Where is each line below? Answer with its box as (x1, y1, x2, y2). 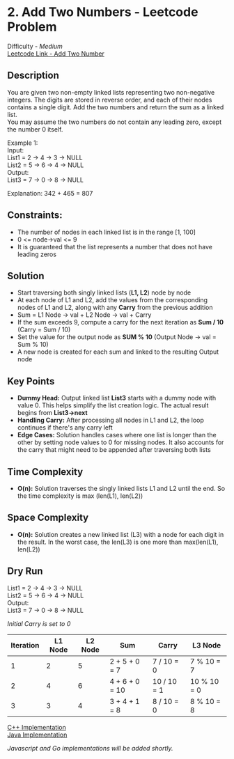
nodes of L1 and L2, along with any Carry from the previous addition (17, 304, 213, 312)
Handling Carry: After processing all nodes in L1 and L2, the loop (17, 416, 204, 425)
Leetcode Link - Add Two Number (7, 49, 104, 58)
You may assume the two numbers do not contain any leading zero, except (7, 118, 221, 126)
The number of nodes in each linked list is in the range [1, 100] (17, 228, 196, 236)
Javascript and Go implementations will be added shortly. (7, 744, 173, 752)
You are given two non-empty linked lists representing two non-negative (7, 88, 215, 96)
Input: (7, 146, 24, 154)
